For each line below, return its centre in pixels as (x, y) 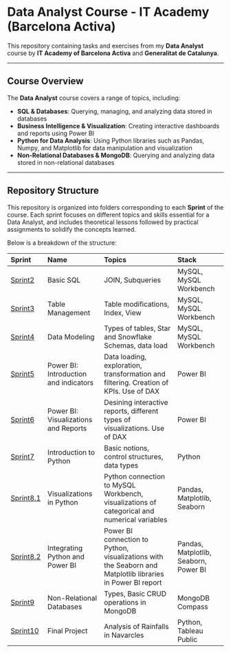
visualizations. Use (134, 428)
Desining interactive (136, 402)
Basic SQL (64, 280)
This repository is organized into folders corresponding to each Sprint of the (115, 207)
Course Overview (45, 81)
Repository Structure (53, 191)
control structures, (134, 456)
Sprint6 (23, 419)
